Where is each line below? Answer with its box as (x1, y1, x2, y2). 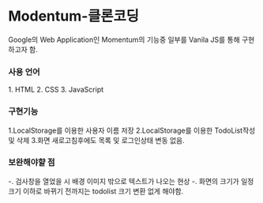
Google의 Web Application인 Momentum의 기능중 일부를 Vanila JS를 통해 (8, 35, 241, 44)
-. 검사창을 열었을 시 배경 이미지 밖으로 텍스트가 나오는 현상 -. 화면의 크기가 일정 (8, 176, 254, 186)
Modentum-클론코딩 (8, 7, 140, 25)
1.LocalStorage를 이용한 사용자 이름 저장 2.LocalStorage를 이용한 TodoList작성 (8, 126, 256, 135)
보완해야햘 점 (8, 157, 55, 168)
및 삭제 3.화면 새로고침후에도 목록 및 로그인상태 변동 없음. (8, 135, 186, 145)
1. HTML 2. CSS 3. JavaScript (8, 85, 104, 95)
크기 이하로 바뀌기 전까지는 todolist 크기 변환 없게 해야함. (8, 186, 184, 196)
